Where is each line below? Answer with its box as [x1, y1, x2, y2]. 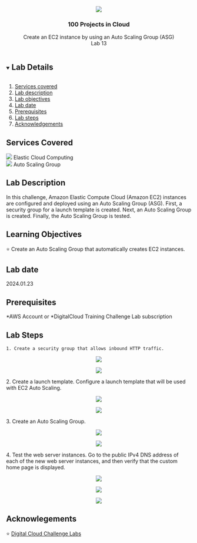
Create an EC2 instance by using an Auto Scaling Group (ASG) [23, 34, 175, 41]
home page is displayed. [6, 463, 66, 471]
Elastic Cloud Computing [13, 154, 74, 161]
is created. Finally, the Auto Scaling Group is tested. [6, 212, 131, 219]
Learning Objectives [6, 230, 82, 240]
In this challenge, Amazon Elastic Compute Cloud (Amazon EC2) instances [6, 193, 187, 200]
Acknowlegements [6, 514, 77, 524]
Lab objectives [14, 95, 51, 102]
